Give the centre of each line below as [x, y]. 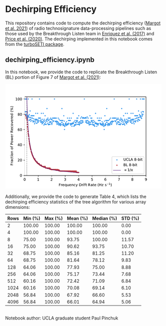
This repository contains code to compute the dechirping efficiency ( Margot [83, 23]
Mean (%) [78, 218]
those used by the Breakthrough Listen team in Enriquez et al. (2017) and [80, 33]
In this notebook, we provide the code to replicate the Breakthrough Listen [81, 72]
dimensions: [18, 207]
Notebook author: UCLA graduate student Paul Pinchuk [62, 318]
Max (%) [54, 218]
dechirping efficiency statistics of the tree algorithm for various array [76, 202]
